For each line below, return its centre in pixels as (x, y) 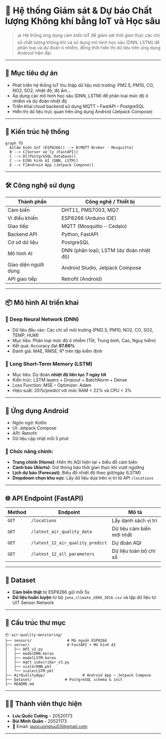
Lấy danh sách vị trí (134, 521)
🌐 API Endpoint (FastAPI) (44, 498)
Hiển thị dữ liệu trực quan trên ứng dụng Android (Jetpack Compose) (83, 111)
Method (17, 512)
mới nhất (122, 535)
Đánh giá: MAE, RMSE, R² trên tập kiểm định (57, 351)
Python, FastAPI (80, 234)
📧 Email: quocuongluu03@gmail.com (50, 726)
